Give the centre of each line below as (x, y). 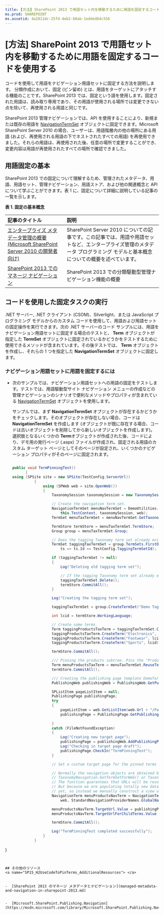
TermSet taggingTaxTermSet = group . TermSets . (99, 544)
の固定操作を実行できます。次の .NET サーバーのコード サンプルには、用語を (82, 327)
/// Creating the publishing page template (96, 678)
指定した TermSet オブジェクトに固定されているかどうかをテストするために (81, 339)
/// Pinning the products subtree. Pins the (98, 661)
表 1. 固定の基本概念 (25, 207)
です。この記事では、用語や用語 (108, 237)
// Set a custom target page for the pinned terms (104, 764)
